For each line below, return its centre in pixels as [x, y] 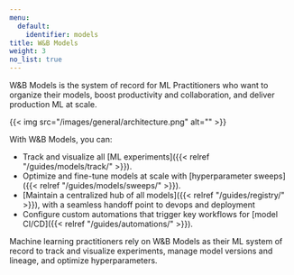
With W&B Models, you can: [61, 139]
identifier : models [62, 34]
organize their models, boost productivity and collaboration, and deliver [142, 95]
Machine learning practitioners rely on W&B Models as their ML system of [146, 241]
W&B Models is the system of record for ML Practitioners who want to [139, 85]
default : [34, 26]
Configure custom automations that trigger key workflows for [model [150, 214]
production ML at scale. [53, 104]
